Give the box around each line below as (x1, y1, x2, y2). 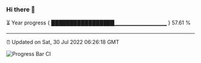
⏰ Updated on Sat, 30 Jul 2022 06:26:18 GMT (6, 39, 120, 46)
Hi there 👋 (6, 5, 36, 14)
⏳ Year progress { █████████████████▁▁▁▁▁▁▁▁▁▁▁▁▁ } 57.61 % (6, 19, 191, 26)
